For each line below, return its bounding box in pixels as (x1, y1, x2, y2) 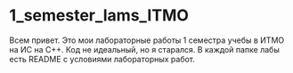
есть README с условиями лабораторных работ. (9, 53, 196, 64)
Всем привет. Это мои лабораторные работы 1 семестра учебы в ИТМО (9, 35, 285, 45)
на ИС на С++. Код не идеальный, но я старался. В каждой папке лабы (9, 44, 281, 54)
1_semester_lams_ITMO (9, 5, 190, 26)
